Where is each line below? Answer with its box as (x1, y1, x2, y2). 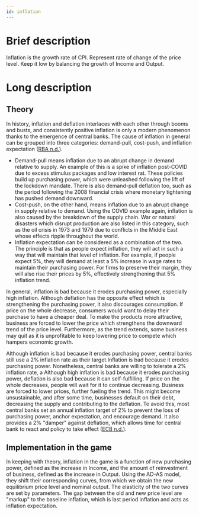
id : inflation (6, 8, 41, 15)
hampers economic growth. (6, 338, 73, 346)
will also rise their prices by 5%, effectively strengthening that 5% (14, 270, 176, 277)
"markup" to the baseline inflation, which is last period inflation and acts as (6, 496, 189, 503)
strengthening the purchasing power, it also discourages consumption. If (6, 300, 184, 308)
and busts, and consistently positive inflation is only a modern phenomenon (6, 126, 191, 133)
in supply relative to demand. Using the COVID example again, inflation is (14, 207, 193, 214)
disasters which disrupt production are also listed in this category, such (14, 220, 190, 227)
